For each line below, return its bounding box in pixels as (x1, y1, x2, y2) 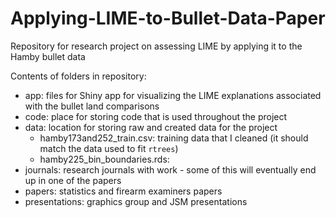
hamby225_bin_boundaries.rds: (39, 153, 170, 165)
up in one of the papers (24, 174, 122, 186)
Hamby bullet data (10, 50, 86, 62)
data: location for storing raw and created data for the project (24, 121, 278, 133)
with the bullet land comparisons (24, 100, 160, 112)
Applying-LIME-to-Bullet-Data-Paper (10, 7, 326, 30)
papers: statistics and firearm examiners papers (24, 185, 223, 197)
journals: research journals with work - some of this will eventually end (24, 163, 317, 176)
